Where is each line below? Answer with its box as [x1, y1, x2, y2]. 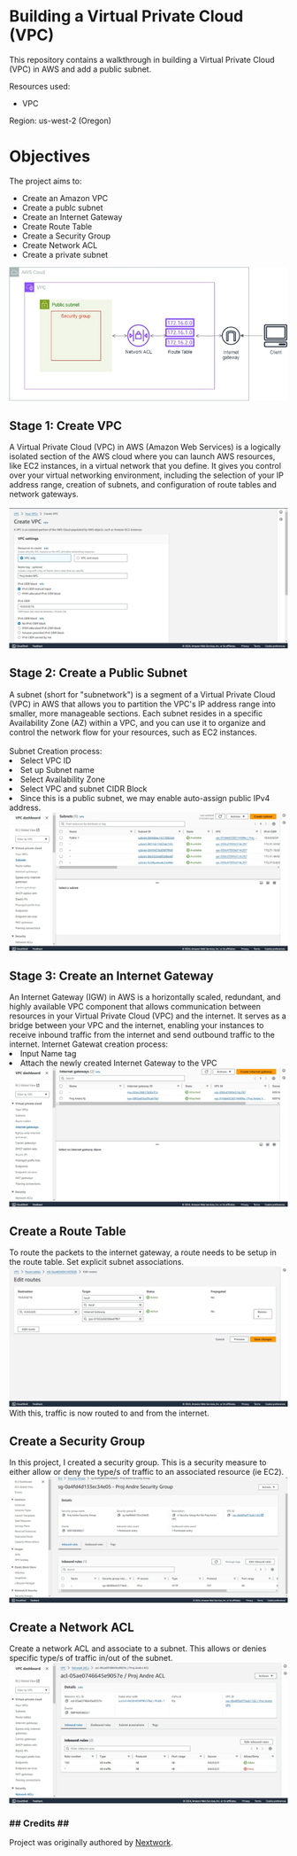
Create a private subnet [21, 249, 109, 260]
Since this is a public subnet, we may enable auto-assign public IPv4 [20, 792, 270, 803]
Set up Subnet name [20, 764, 95, 775]
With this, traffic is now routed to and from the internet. [9, 1408, 209, 1419]
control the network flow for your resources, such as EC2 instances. [9, 727, 258, 737]
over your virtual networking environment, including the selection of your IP [9, 470, 285, 480]
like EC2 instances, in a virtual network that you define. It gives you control [9, 461, 281, 472]
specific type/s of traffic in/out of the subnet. [9, 1653, 173, 1664]
